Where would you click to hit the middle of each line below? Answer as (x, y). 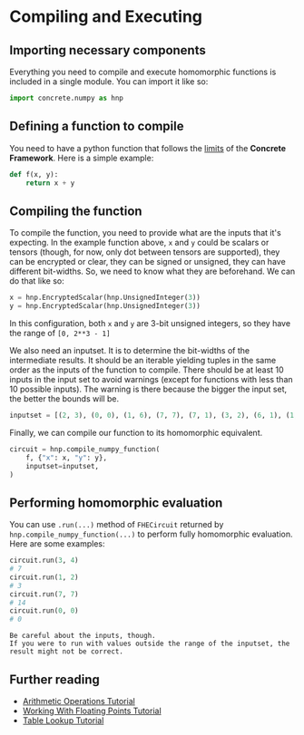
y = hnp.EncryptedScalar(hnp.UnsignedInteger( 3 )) (105, 306)
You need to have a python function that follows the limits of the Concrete (148, 148)
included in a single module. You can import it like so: (109, 82)
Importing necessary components (108, 50)
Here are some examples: (58, 544)
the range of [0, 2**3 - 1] (60, 333)
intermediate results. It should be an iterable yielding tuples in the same (143, 360)
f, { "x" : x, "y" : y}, (66, 458)
